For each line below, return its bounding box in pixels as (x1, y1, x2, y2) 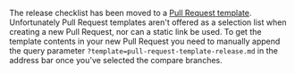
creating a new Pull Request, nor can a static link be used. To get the (9, 27, 262, 37)
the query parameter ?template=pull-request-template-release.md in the (9, 45, 279, 56)
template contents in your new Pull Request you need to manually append (9, 36, 281, 46)
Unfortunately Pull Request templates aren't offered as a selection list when (9, 17, 287, 28)
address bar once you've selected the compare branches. (9, 55, 223, 65)
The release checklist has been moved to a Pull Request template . (9, 8, 252, 18)
